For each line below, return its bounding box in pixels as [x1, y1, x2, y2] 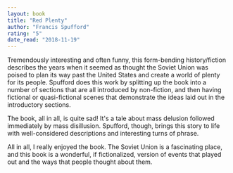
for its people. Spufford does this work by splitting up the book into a [7, 78, 206, 86]
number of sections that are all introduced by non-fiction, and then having [7, 86, 222, 94]
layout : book [7, 10, 46, 18]
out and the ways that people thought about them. [7, 158, 153, 166]
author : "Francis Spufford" [7, 23, 90, 30]
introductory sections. [7, 101, 72, 109]
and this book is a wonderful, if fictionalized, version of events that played [7, 150, 222, 159]
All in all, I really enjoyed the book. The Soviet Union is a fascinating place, [7, 143, 223, 151]
